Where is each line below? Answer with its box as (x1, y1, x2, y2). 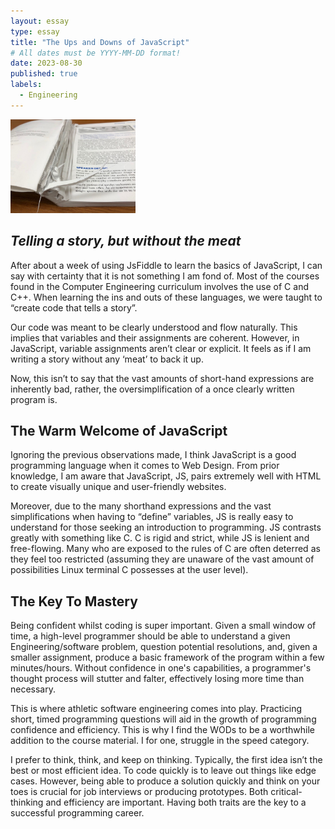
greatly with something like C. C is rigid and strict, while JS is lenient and (10, 532, 310, 544)
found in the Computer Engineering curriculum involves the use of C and (10, 280, 309, 292)
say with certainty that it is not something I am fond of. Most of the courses (10, 270, 320, 282)
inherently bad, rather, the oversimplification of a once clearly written (10, 383, 295, 395)
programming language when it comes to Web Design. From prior (10, 460, 280, 472)
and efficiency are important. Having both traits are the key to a (45, 796, 307, 809)
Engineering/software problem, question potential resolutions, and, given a (10, 641, 318, 653)
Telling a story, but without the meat (10, 233, 242, 250)
